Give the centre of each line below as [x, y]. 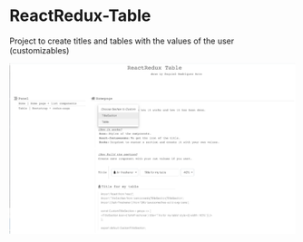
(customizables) [39, 50]
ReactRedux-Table [80, 16]
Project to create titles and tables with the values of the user [122, 41]
